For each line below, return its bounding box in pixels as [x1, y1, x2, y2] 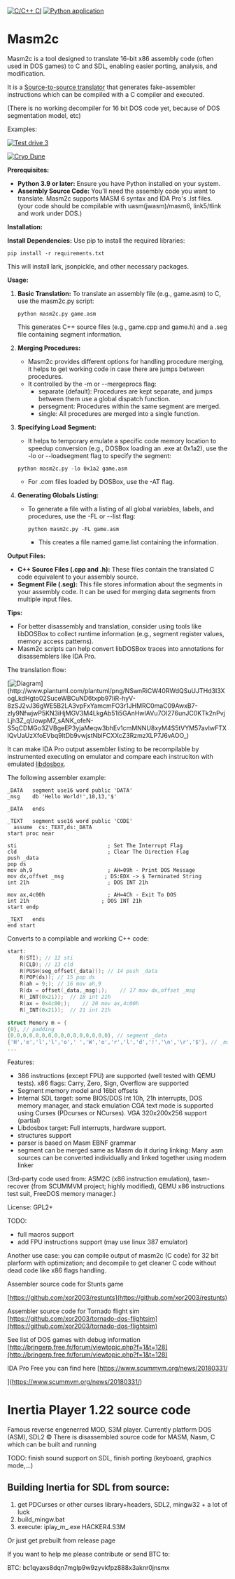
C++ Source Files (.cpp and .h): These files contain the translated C [17, 565, 215, 573]
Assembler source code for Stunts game [7, 1280, 124, 1289]
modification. [7, 69, 45, 77]
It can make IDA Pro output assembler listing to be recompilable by [7, 744, 199, 753]
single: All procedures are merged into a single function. [38, 409, 200, 417]
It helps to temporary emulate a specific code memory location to [27, 436, 217, 445]
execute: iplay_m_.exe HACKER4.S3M [17, 1522, 126, 1531]
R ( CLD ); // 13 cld [20, 961, 73, 968]
